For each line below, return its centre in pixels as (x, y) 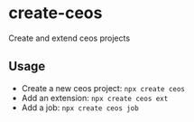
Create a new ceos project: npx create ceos (103, 88)
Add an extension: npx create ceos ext (95, 98)
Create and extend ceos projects (69, 38)
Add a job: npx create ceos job (80, 108)
